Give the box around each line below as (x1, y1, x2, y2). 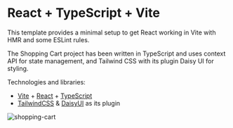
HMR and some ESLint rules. (7, 35, 90, 44)
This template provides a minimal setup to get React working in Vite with (7, 28, 216, 37)
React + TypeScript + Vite (7, 5, 160, 21)
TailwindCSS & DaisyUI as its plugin (17, 98, 121, 107)
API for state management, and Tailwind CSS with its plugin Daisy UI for (7, 56, 214, 65)
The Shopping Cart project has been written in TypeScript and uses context (7, 49, 226, 58)
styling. (7, 64, 29, 72)
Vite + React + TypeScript (17, 91, 93, 100)
